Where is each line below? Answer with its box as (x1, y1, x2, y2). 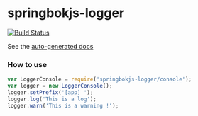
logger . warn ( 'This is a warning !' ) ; (7, 102, 119, 109)
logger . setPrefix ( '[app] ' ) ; (7, 88, 94, 96)
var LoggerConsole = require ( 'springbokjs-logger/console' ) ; (7, 76, 192, 83)
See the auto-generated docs (7, 42, 94, 50)
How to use (7, 59, 48, 69)
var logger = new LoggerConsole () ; (7, 83, 113, 90)
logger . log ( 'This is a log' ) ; (7, 95, 97, 103)
